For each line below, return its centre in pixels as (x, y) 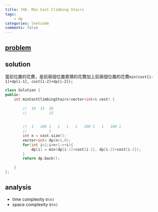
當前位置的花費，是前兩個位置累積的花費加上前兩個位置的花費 (67, 77)
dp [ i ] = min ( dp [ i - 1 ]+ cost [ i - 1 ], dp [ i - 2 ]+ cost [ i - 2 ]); (86, 149)
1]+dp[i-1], (17, 82)
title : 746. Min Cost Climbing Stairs (45, 10)
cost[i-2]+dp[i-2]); (52, 82)
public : (13, 95)
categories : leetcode (27, 23)
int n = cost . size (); (45, 136)
